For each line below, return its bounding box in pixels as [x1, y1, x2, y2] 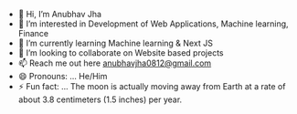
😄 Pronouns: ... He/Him [17, 71, 108, 81]
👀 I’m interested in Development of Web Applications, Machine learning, [17, 18, 290, 29]
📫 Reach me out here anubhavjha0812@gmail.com [17, 57, 212, 68]
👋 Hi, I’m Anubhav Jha [17, 9, 102, 19]
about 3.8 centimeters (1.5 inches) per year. [17, 94, 183, 105]
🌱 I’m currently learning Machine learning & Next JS [17, 37, 213, 48]
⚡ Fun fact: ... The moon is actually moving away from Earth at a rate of [17, 81, 286, 91]
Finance [17, 28, 49, 38]
